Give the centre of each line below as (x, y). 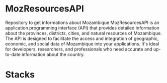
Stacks (20, 75)
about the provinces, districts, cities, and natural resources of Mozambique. (83, 33)
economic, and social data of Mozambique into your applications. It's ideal (82, 43)
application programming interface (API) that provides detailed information (82, 27)
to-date (13, 54)
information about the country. (53, 54)
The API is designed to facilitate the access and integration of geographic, (82, 38)
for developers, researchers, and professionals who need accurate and (79, 49)
